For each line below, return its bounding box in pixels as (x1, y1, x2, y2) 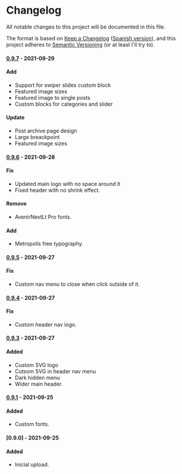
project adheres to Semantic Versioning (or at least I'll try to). (6, 41, 155, 48)
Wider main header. (14, 380, 63, 387)
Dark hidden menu (14, 374, 60, 381)
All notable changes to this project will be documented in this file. (6, 23, 166, 30)
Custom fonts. (14, 421, 50, 428)
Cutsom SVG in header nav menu (14, 368, 96, 375)
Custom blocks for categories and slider (14, 100, 113, 108)
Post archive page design (14, 127, 77, 134)
